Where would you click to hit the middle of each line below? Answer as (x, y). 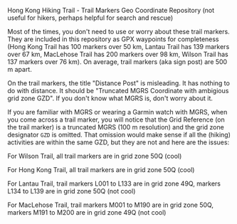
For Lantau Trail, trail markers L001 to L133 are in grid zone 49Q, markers (114, 183)
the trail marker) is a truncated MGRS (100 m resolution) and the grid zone (116, 127)
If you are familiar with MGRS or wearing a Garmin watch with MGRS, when (117, 112)
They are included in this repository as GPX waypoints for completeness (113, 39)
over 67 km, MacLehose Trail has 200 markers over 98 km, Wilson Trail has (118, 54)
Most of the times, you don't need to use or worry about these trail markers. (118, 32)
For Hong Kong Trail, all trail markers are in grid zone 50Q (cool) (101, 170)
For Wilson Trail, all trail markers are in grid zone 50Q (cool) (95, 156)
